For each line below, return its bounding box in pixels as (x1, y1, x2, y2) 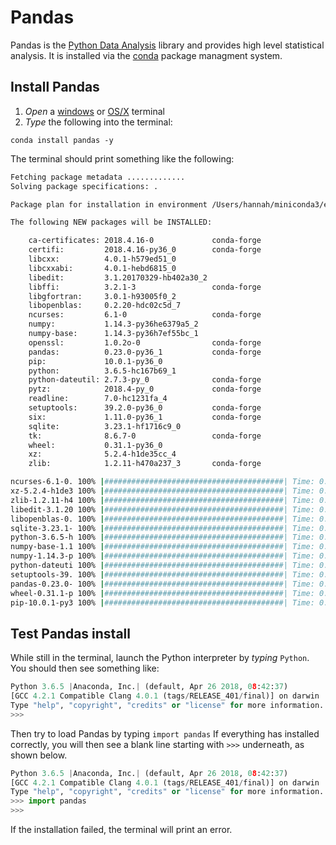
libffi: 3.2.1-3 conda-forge (28, 282, 262, 292)
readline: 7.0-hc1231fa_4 (28, 394, 168, 404)
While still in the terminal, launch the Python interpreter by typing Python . (10, 652, 310, 664)
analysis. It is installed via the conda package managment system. (10, 49, 283, 61)
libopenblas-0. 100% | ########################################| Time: (10, 514, 315, 524)
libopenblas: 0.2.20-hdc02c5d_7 (28, 301, 182, 311)
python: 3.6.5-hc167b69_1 (28, 366, 177, 376)
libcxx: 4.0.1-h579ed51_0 (28, 254, 177, 264)
